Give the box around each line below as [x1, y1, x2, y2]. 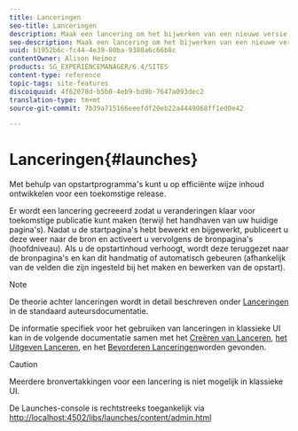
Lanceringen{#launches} [9, 150, 199, 169]
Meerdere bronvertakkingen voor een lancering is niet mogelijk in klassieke [9, 376, 284, 387]
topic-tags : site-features [9, 79, 109, 88]
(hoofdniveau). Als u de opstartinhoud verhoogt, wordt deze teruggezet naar [9, 243, 289, 254]
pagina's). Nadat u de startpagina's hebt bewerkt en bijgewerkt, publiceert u [9, 224, 288, 235]
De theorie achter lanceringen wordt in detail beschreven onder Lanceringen [9, 296, 289, 307]
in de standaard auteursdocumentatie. [9, 306, 149, 317]
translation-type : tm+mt [9, 95, 101, 105]
